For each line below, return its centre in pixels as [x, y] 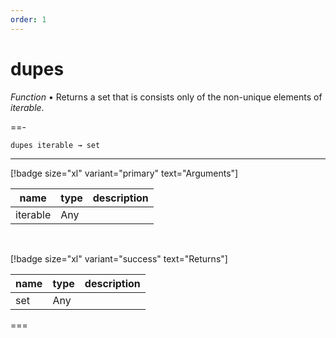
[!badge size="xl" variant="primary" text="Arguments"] [124, 173]
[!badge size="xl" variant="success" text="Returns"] [119, 258]
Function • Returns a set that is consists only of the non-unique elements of [166, 97]
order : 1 [28, 19]
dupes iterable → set [55, 145]
